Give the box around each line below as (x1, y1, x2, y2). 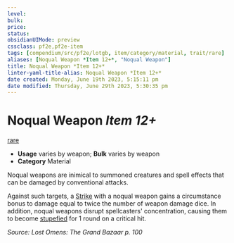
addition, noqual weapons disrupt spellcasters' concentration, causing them (7, 207, 227, 216)
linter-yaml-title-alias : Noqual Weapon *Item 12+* (7, 69, 162, 76)
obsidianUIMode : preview (7, 37, 80, 44)
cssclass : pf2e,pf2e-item (7, 43, 83, 50)
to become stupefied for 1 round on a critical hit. (7, 214, 146, 223)
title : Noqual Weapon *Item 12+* (7, 63, 105, 70)
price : (7, 23, 27, 30)
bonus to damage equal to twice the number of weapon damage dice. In (7, 199, 216, 208)
